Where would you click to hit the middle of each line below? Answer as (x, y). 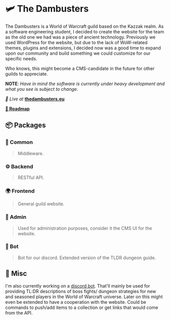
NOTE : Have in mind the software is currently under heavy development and (85, 84)
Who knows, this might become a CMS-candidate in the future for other (80, 68)
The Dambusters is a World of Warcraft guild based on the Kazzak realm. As (84, 26)
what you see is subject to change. (42, 89)
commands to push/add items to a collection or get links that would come (82, 307)
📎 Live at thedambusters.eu (35, 99)
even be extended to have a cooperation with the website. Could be (76, 302)
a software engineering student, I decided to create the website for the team (85, 31)
